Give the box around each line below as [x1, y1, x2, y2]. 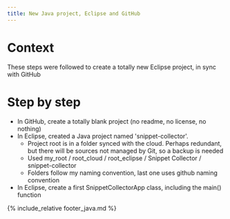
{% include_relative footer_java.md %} [7, 204, 117, 212]
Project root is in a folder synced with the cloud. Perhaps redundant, [27, 139, 222, 147]
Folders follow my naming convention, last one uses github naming [27, 169, 218, 177]
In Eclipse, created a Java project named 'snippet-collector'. [17, 132, 189, 140]
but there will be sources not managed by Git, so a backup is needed [27, 146, 224, 155]
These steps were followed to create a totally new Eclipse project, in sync [7, 63, 216, 71]
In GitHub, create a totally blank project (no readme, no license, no [17, 117, 207, 125]
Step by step [7, 94, 81, 110]
